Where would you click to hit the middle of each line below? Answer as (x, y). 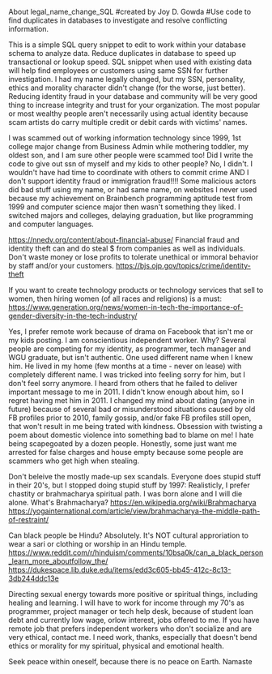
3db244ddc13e (34, 578)
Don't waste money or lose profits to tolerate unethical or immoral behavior (134, 257)
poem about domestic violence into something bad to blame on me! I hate (131, 435)
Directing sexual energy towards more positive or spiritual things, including (133, 594)
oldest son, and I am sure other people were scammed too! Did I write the (131, 155)
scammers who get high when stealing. (74, 461)
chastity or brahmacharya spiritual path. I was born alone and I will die (125, 494)
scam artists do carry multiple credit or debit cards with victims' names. (128, 122)
